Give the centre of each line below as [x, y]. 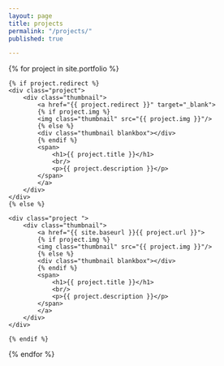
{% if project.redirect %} [54, 84]
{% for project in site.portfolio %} [64, 69]
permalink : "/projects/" [50, 31]
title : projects [36, 24]
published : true [36, 39]
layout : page [30, 16]
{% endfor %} [32, 355]
